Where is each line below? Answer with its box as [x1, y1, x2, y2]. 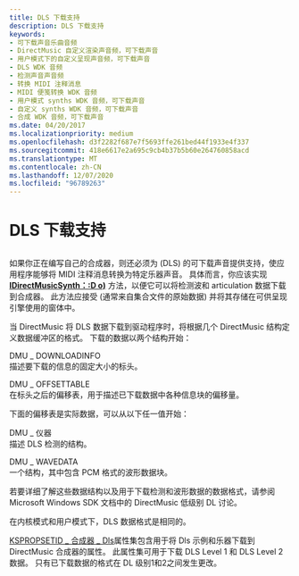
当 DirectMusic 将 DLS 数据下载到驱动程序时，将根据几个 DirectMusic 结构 [9, 321, 283, 331]
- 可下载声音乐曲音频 [9, 38, 78, 47]
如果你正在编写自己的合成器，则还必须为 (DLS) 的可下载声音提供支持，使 [9, 257, 278, 268]
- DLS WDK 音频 [9, 63, 63, 72]
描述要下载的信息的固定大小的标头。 [9, 361, 143, 371]
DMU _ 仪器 [9, 427, 52, 438]
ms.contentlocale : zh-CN [9, 163, 102, 171]
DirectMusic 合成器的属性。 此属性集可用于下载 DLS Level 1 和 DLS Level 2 [9, 546, 284, 556]
